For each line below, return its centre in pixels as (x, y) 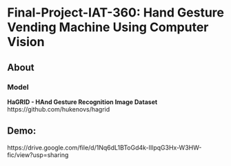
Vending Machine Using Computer (108, 27)
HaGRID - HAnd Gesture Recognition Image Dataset (82, 102)
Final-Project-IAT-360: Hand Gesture (115, 13)
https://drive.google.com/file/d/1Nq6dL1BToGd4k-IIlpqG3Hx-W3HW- (104, 147)
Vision (26, 42)
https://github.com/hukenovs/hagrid (59, 109)
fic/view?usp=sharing (38, 155)
